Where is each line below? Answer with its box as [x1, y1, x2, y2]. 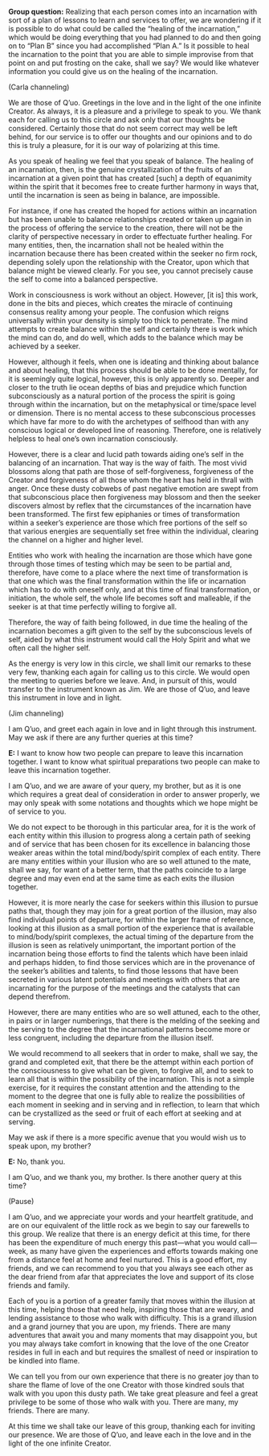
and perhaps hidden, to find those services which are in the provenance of [8, 958, 255, 967]
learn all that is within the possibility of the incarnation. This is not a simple [8, 1074, 255, 1083]
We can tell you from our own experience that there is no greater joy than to [8, 1371, 259, 1381]
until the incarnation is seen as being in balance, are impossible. [8, 191, 221, 200]
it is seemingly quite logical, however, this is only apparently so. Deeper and [8, 374, 259, 383]
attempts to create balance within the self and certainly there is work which [8, 324, 258, 333]
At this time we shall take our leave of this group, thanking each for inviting [8, 1421, 255, 1431]
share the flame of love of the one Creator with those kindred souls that [8, 1380, 245, 1389]
